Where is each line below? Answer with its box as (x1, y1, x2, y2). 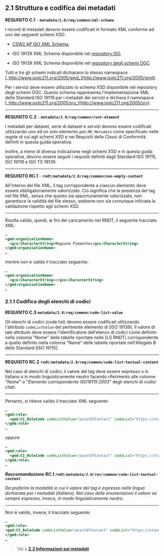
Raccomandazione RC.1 (5, 471, 55, 477)
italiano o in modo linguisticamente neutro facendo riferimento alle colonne (5, 373, 156, 379)
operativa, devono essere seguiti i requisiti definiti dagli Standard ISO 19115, (5, 154, 157, 160)
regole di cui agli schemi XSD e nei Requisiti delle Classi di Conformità (5, 134, 146, 139)
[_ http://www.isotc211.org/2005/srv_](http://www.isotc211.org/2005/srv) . (5, 100, 151, 106)
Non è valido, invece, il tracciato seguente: (5, 509, 91, 515)
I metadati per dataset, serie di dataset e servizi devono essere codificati (5, 123, 151, 129)
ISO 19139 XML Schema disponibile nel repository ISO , (12, 50, 122, 56)
